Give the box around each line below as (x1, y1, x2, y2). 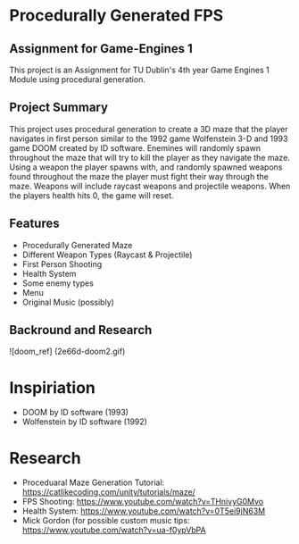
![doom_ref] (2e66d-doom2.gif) (9, 346, 126, 357)
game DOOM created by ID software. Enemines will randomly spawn (9, 142, 262, 153)
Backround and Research (9, 322, 153, 338)
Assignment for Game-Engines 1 (9, 41, 194, 56)
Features (9, 216, 60, 231)
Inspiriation (9, 377, 96, 398)
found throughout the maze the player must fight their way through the (9, 171, 270, 181)
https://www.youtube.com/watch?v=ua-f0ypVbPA (21, 524, 207, 536)
